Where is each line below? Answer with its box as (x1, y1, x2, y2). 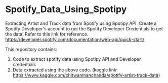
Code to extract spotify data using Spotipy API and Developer (12, 56, 141, 62)
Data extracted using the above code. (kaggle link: (12, 67, 118, 73)
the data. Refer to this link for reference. (5, 31, 89, 37)
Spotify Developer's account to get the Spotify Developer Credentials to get (5, 25, 163, 31)
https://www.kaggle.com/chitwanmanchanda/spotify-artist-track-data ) (12, 72, 160, 78)
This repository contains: (5, 46, 57, 52)
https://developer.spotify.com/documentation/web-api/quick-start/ (5, 36, 145, 43)
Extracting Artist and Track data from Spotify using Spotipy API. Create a (5, 20, 157, 26)
